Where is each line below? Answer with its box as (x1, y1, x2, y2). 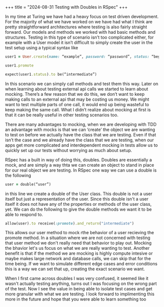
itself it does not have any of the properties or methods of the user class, (5, 201, 152, 207)
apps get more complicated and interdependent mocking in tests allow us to (5, 142, 158, 148)
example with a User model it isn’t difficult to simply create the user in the (5, 40, 153, 45)
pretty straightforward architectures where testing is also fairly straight (5, 24, 147, 30)
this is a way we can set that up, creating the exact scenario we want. (5, 266, 145, 272)
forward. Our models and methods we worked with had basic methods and (5, 29, 156, 35)
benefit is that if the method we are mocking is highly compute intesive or (5, 250, 153, 256)
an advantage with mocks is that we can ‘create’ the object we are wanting (5, 127, 155, 132)
